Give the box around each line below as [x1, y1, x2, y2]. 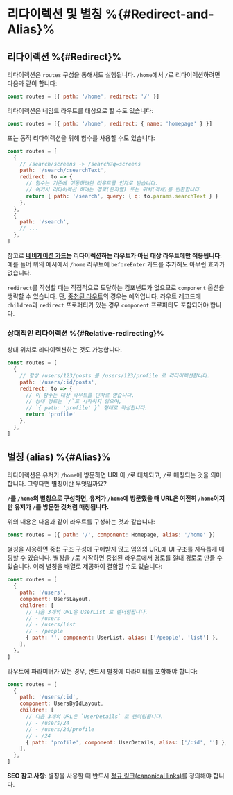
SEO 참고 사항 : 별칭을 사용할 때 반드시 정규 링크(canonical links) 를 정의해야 [7, 771, 212, 780]
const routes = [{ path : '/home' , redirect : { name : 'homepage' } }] [7, 120, 213, 127]
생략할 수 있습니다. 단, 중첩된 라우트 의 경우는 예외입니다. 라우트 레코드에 [7, 292, 201, 300]
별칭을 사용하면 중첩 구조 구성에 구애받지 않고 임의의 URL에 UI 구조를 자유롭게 [7, 545, 218, 554]
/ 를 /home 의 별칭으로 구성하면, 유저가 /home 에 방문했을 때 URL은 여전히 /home [7, 494, 214, 503]
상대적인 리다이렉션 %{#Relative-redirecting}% [7, 328, 164, 338]
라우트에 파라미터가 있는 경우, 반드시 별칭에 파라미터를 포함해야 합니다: [7, 667, 198, 675]
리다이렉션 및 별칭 [7, 6, 103, 22]
